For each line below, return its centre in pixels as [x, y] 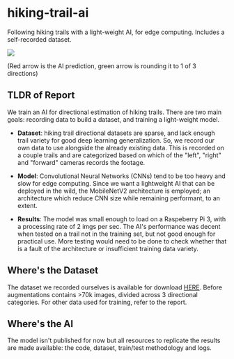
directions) [23, 73]
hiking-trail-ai [48, 13]
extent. [28, 205]
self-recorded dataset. [39, 39]
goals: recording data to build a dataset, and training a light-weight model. [114, 119]
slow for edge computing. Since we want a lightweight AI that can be [116, 183]
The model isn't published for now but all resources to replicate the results [114, 341]
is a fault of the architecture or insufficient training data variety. [108, 248]
